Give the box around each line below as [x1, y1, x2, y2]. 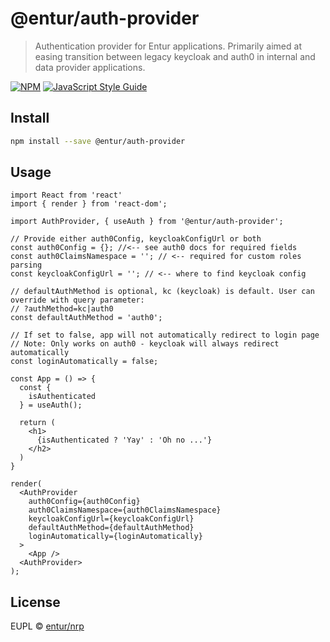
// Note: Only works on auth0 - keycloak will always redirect [10, 339, 280, 349]
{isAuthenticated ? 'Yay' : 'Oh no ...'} [36, 435, 213, 446]
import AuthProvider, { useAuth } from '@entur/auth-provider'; [10, 217, 284, 227]
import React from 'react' [10, 190, 123, 201]
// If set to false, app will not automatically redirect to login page [10, 330, 320, 341]
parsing [10, 260, 43, 271]
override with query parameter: [10, 295, 145, 306]
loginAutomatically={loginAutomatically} [28, 532, 203, 542]
